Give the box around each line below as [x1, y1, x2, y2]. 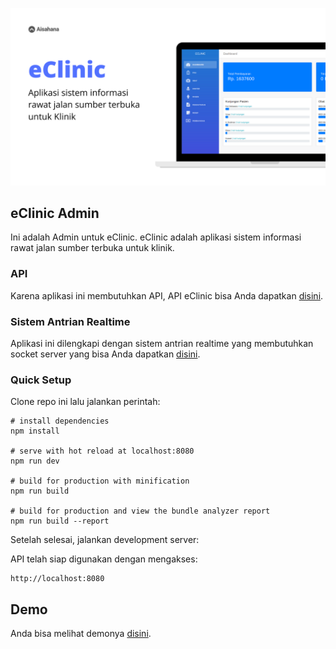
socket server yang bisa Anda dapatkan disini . [10, 348, 201, 360]
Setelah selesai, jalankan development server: [10, 534, 200, 546]
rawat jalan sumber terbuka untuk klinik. [10, 242, 175, 254]
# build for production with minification [10, 476, 190, 487]
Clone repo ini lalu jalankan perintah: [10, 396, 161, 408]
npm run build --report [10, 516, 110, 527]
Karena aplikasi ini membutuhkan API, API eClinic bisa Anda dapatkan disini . [10, 289, 324, 302]
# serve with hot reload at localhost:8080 [10, 446, 195, 457]
